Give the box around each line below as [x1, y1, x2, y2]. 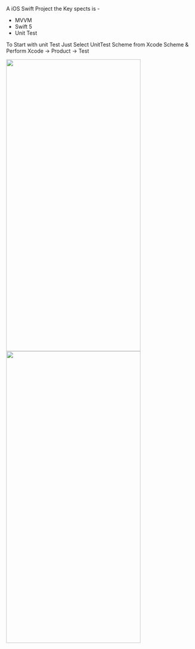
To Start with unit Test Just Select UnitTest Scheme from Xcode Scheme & [6, 41, 189, 48]
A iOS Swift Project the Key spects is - [6, 5, 100, 12]
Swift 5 [14, 23, 33, 30]
